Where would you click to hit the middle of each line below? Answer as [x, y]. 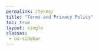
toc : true [18, 22]
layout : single [25, 28]
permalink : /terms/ [30, 11]
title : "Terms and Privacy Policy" [50, 17]
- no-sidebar [25, 39]
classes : [17, 33]
